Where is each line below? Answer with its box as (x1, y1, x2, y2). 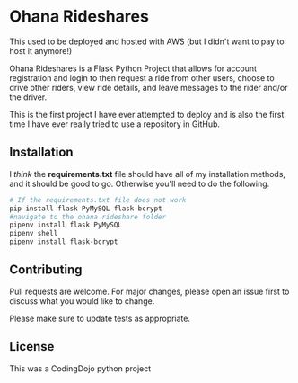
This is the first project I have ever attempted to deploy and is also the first (9, 109, 285, 120)
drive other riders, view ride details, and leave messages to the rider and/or (9, 82, 288, 93)
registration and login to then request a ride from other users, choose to (9, 72, 276, 83)
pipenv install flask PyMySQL (9, 220, 123, 230)
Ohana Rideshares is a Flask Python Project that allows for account (9, 63, 258, 74)
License (9, 339, 55, 354)
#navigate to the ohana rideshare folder (9, 212, 167, 221)
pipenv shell (9, 229, 58, 238)
